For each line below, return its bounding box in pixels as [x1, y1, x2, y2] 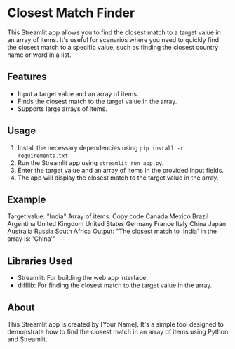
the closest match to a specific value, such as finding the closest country [7, 43, 219, 51]
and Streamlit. [7, 335, 48, 343]
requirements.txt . [17, 151, 70, 159]
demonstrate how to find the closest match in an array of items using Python [7, 328, 229, 336]
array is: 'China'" [7, 235, 56, 243]
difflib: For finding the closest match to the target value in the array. [17, 281, 213, 289]
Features [7, 71, 47, 83]
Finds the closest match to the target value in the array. [17, 97, 177, 105]
